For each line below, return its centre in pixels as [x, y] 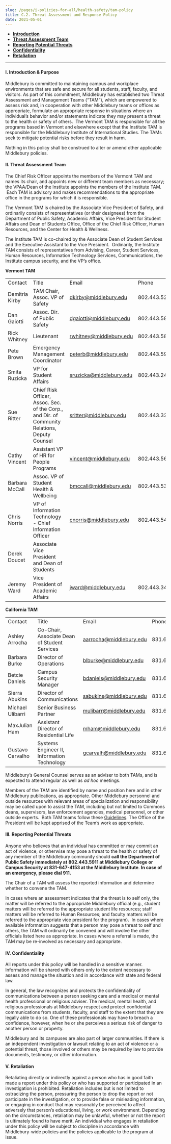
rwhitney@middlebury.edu [101, 336]
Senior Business [57, 707]
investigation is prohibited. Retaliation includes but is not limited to [75, 1088]
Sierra [15, 693]
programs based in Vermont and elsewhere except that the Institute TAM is [84, 127]
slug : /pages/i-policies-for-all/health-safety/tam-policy [69, 10]
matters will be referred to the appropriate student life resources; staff [79, 909]
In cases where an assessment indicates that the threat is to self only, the [82, 898]
